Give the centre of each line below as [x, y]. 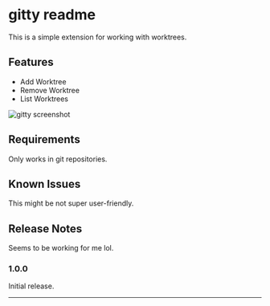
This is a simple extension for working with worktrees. [98, 37]
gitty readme [52, 15]
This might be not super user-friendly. [71, 203]
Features [31, 62]
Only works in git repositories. [58, 159]
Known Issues [45, 184]
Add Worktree [43, 81]
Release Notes [45, 228]
